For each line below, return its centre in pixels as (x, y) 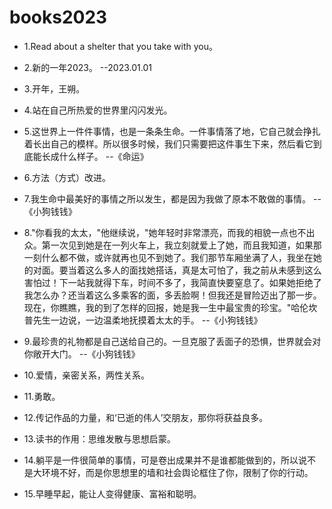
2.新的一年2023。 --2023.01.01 (87, 67)
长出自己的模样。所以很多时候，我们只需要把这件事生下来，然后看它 (173, 143)
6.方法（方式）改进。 (67, 177)
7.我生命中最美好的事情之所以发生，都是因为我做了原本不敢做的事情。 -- (172, 198)
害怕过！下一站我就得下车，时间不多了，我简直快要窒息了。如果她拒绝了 (172, 282)
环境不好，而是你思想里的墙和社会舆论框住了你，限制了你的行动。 (177, 472)
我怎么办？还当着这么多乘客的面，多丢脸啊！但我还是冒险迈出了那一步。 (172, 295)
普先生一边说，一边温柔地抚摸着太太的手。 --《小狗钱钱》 (143, 320)
